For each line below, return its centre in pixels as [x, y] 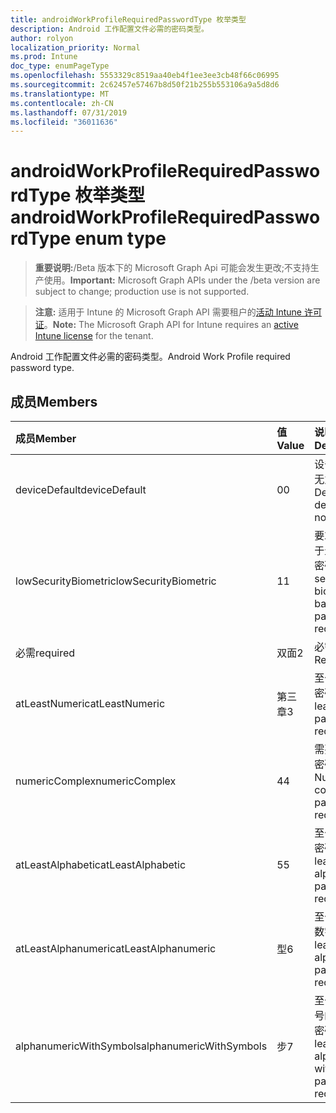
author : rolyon [42, 38]
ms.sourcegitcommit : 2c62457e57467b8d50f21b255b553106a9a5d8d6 [145, 85]
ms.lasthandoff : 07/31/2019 [69, 112]
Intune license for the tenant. [94, 336]
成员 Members [54, 401]
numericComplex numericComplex [96, 781]
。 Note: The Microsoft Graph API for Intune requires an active [171, 325]
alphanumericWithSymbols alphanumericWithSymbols [141, 1046]
